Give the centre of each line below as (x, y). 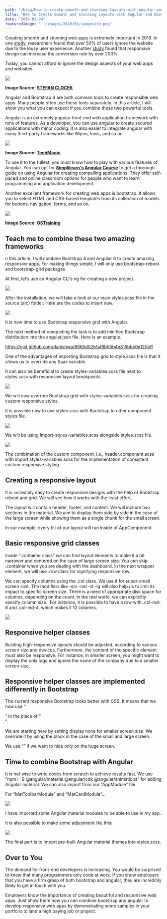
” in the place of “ (23, 716)
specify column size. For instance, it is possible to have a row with (73, 602)
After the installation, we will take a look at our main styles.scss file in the (80, 298)
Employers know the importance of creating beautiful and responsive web (81, 895)
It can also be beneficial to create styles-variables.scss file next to (73, 371)
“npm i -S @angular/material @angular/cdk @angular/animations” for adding (83, 779)
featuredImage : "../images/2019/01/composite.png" (59, 24)
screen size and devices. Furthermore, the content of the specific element (81, 650)
